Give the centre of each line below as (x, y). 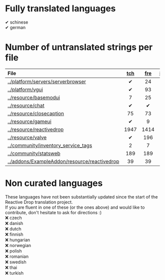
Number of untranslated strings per (79, 47)
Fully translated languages (61, 9)
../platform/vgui (25, 89)
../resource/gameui (29, 121)
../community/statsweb (34, 153)
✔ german (15, 27)
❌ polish (14, 251)
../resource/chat (26, 105)
